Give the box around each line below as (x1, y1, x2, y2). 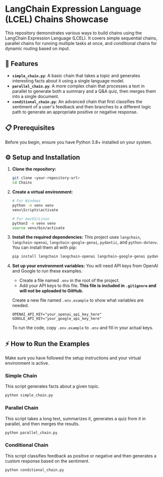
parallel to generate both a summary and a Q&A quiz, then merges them (12, 88, 157, 94)
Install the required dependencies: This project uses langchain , (12, 234, 141, 240)
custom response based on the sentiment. (5, 458, 90, 464)
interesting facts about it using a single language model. (12, 78, 125, 83)
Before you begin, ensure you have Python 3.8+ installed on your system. (5, 139, 152, 145)
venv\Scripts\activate (12, 207, 58, 212)
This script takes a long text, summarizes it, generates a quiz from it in (5, 415, 146, 421)
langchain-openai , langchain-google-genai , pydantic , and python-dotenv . (12, 239, 158, 245)
